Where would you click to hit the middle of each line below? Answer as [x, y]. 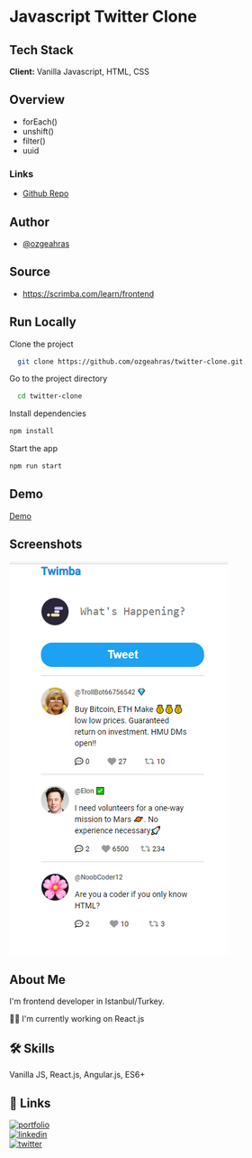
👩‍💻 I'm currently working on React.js [77, 1019]
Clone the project [41, 344]
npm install [31, 431]
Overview [37, 100]
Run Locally [43, 322]
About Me [37, 980]
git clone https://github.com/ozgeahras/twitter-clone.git [130, 361]
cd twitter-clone [50, 396]
